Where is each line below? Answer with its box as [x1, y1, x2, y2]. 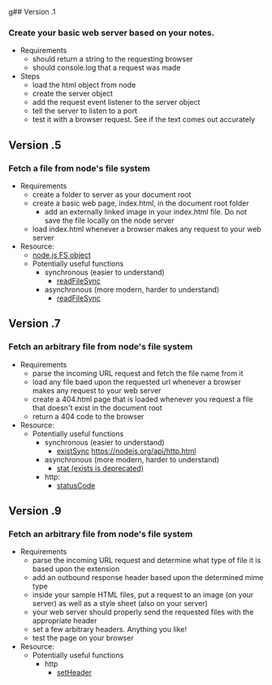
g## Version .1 [8, 7, 56, 16]
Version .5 [8, 138, 62, 152]
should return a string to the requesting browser [32, 54, 193, 64]
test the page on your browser [32, 633, 134, 643]
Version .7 [8, 317, 61, 331]
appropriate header [32, 616, 97, 626]
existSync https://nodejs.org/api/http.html [56, 446, 196, 456]
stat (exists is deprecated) [56, 463, 145, 473]
